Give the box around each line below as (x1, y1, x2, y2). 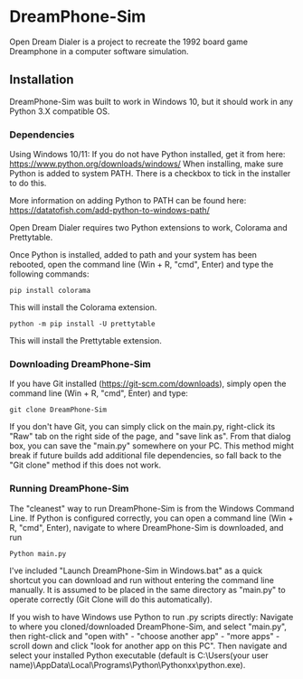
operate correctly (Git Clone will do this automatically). (9, 594, 213, 605)
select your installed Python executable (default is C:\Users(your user (9, 649, 269, 661)
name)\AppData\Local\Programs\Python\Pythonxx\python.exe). (9, 659, 246, 670)
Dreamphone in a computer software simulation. (9, 45, 189, 56)
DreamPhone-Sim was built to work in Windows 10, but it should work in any (9, 96, 294, 107)
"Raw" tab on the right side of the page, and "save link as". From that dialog (9, 431, 291, 442)
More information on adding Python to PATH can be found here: (9, 195, 247, 206)
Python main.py (9, 549, 67, 558)
